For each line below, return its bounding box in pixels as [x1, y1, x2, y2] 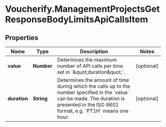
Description [80, 48, 109, 55]
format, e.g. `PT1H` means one [57, 107, 129, 114]
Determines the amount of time [57, 77, 129, 83]
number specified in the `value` [57, 89, 129, 95]
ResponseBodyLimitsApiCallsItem [5, 14, 148, 25]
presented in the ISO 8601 [57, 101, 119, 108]
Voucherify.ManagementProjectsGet [5, 3, 160, 15]
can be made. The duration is [57, 95, 125, 102]
